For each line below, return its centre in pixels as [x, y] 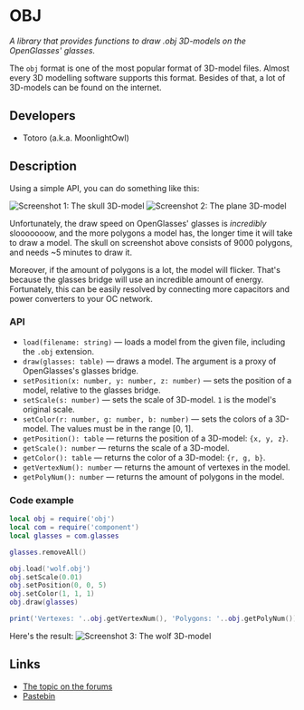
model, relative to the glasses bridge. [91, 390]
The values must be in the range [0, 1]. [122, 428]
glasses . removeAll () [48, 552]
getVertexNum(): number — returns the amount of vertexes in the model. [157, 467]
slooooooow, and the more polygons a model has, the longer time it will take [151, 233]
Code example [42, 500]
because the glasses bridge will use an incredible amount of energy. [137, 279]
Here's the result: [42, 636]
